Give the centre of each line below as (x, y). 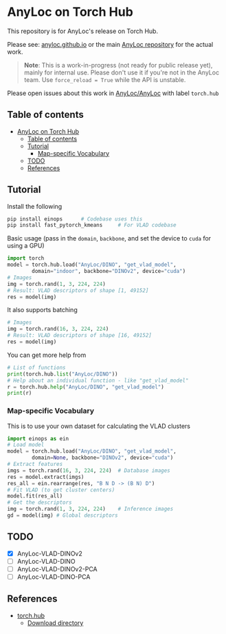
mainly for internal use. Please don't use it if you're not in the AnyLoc (122, 72)
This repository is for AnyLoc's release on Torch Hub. (83, 31)
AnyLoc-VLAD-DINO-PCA (54, 577)
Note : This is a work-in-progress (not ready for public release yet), (118, 65)
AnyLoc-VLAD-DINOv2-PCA (57, 569)
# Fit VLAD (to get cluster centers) (61, 490)
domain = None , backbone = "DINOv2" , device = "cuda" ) (103, 458)
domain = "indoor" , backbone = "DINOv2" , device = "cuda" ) (109, 272)
